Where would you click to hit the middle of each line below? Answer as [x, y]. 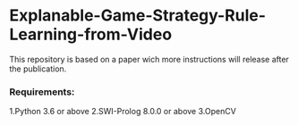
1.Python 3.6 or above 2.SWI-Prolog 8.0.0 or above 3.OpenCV [123, 112]
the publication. [38, 69]
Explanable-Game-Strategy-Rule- [138, 16]
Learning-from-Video [91, 34]
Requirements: [42, 92]
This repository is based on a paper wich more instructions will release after [149, 59]
